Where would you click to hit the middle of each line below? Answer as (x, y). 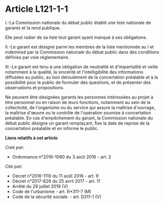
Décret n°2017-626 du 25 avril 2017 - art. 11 (56, 181)
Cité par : (14, 166)
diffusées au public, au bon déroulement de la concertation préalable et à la (82, 77)
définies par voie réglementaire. (37, 57)
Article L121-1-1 (37, 9)
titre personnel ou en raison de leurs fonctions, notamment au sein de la (78, 102)
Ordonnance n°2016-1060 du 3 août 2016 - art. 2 (62, 157)
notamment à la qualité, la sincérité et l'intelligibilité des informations (74, 72)
